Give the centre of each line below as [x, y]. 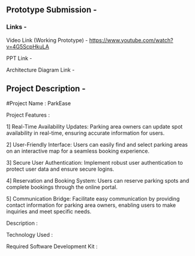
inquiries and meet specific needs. [49, 211]
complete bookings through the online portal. [62, 187]
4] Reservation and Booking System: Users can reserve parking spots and [98, 180]
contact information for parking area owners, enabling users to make [91, 205]
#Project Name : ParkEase [38, 103]
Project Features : [28, 115]
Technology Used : [29, 234]
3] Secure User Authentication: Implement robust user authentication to [94, 162]
